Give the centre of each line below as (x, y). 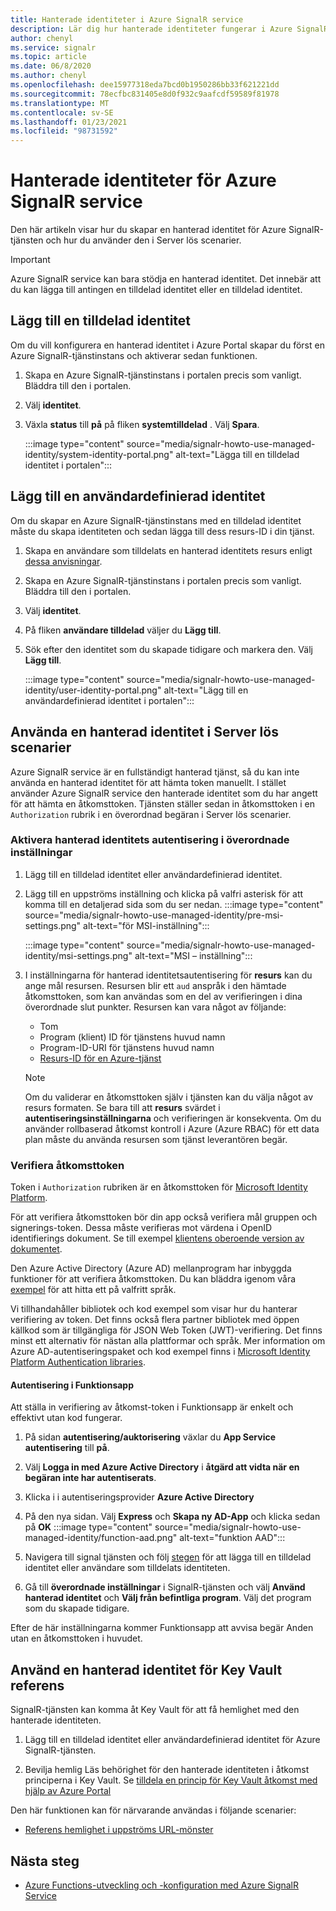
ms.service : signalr (53, 47)
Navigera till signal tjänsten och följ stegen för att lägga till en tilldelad (168, 1557)
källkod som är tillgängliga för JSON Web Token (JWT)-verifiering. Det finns (166, 1330)
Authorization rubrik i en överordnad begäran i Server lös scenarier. (151, 814)
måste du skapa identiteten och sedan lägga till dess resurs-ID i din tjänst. (162, 531)
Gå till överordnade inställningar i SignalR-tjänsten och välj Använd (165, 1587)
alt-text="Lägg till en (206, 690)
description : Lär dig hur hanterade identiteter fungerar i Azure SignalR (169, 29)
